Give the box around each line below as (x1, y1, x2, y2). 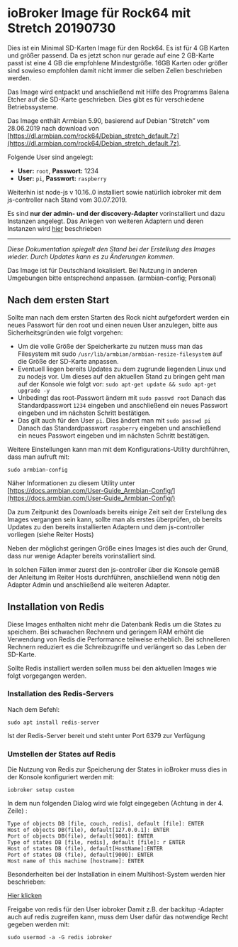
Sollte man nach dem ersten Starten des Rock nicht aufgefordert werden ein (7, 313, 230, 321)
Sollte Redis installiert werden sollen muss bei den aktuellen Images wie (7, 664, 217, 672)
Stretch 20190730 (7, 20, 116, 36)
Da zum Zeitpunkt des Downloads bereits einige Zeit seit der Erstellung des (7, 507, 227, 516)
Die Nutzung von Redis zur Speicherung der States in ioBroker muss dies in (7, 765, 227, 774)
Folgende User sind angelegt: (7, 153, 93, 161)
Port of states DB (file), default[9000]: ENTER (7, 851, 154, 859)
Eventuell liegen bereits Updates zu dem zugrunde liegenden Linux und (17, 364, 227, 373)
